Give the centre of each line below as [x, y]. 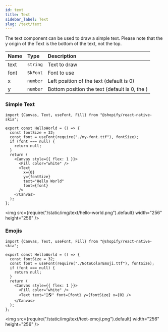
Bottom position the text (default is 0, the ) [98, 89]
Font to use [61, 73]
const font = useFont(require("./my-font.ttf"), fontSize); [74, 137]
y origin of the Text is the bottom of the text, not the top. [64, 44]
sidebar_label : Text [27, 19]
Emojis [14, 231]
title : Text [18, 15]
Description [62, 56]
